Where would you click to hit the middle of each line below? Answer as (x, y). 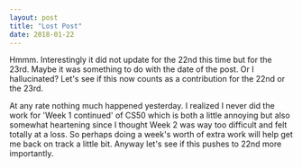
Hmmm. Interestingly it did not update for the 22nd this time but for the (141, 60)
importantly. (32, 154)
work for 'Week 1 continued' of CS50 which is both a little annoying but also (150, 115)
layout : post (34, 18)
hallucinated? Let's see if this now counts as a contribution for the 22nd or (147, 79)
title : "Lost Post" (46, 26)
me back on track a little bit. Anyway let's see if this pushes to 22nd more (146, 144)
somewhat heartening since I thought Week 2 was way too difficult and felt (148, 125)
